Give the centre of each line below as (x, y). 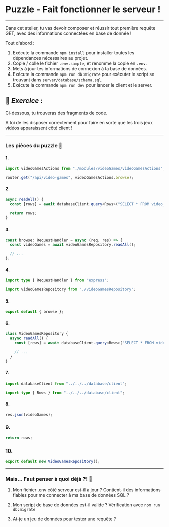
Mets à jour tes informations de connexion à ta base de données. (80, 68)
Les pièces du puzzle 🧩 (34, 145)
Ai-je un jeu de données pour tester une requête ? (64, 519)
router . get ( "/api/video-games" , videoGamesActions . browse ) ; (70, 177)
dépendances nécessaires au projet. (50, 58)
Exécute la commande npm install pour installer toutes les (73, 53)
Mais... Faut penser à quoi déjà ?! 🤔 (49, 479)
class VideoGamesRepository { (37, 334)
